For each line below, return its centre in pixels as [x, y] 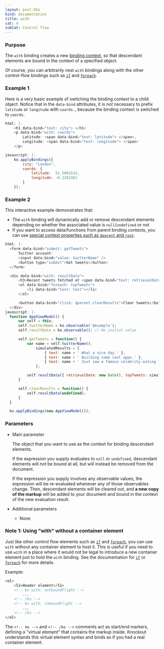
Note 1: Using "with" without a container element [64, 531]
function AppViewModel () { [37, 316]
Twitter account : [36, 253]
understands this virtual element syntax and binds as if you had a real [75, 637]
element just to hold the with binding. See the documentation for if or [75, 557]
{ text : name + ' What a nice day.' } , [85, 353]
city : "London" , [39, 164]
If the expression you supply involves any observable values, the [77, 479]
